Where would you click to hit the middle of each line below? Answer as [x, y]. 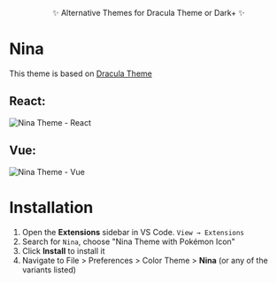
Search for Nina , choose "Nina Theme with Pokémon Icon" [129, 241]
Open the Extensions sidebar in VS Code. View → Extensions [133, 232]
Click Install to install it [63, 250]
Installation [51, 207]
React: [27, 101]
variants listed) [49, 270]
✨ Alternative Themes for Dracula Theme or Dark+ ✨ [149, 13]
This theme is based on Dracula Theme [81, 73]
